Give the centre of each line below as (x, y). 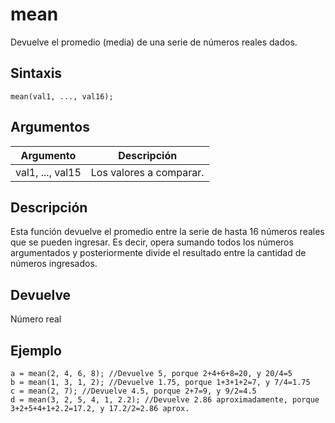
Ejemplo (36, 350)
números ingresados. (54, 264)
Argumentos (50, 127)
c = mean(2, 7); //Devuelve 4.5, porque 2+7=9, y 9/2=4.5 (133, 391)
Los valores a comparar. (147, 172)
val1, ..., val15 (48, 172)
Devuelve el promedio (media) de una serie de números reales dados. (154, 42)
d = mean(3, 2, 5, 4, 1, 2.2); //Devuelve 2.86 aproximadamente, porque (165, 400)
